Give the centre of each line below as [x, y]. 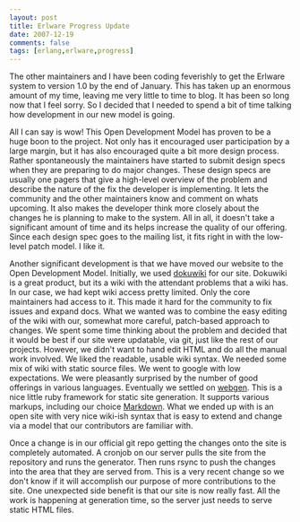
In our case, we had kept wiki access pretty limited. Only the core [130, 292]
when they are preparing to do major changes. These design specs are [140, 170]
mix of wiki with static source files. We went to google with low [125, 369]
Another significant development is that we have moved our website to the [146, 264]
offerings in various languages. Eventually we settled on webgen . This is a [146, 387]
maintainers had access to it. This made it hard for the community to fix [141, 302]
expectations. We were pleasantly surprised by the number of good [133, 378]
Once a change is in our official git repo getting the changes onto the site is [148, 443]
